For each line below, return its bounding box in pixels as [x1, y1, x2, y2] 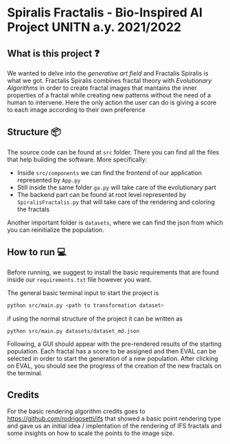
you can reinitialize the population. [7, 225, 104, 234]
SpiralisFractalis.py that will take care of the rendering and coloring [16, 198, 215, 206]
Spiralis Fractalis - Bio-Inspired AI [7, 5, 203, 21]
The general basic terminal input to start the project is [7, 288, 159, 296]
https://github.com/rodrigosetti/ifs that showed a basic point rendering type [7, 414, 221, 423]
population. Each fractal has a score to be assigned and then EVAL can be [7, 347, 216, 355]
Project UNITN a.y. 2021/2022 [7, 19, 182, 35]
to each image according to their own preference [7, 106, 146, 114]
